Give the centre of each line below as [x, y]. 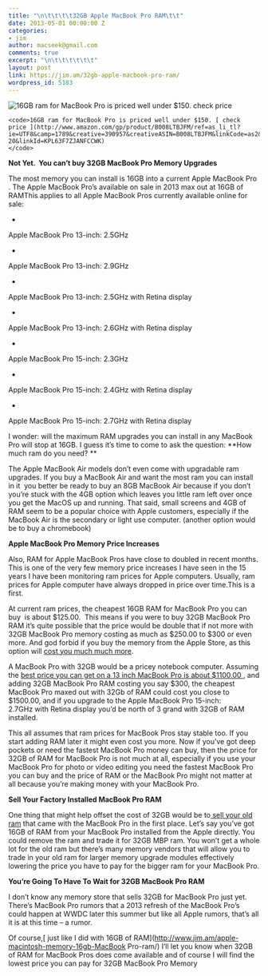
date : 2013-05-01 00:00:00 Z [57, 23]
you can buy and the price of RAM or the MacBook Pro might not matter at [130, 775]
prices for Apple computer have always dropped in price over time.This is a [132, 584]
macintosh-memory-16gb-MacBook [67, 946]
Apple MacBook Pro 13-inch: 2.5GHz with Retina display [100, 297]
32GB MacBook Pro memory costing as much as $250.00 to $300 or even [130, 634]
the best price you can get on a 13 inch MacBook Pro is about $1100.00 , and [134, 675]
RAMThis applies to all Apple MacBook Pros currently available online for [128, 195]
